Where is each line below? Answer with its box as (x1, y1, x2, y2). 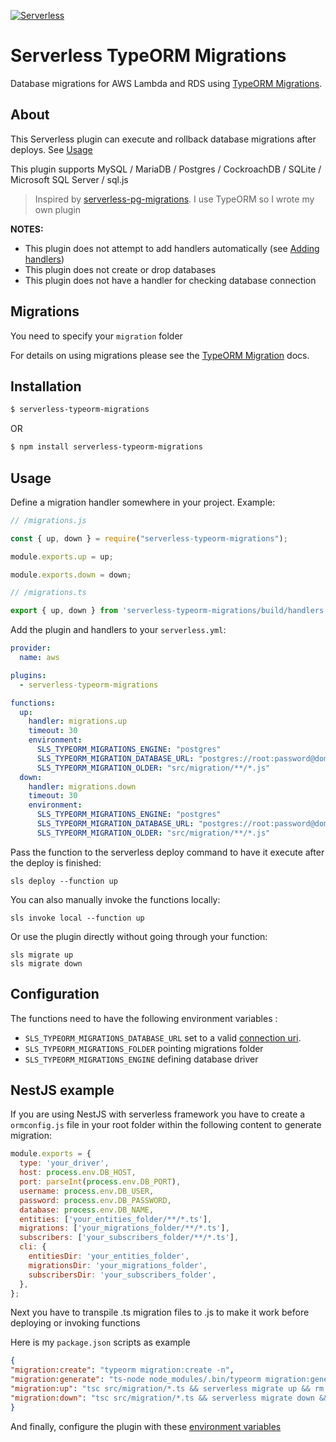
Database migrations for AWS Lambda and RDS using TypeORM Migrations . (10, 77, 323, 89)
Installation (10, 378, 82, 395)
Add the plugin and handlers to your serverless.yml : (10, 624, 227, 636)
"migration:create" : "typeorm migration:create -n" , (10, 1365, 235, 1375)
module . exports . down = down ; (10, 570, 132, 580)
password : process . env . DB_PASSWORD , (19, 1195, 172, 1205)
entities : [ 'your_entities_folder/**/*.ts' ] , (19, 1214, 213, 1224)
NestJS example (10, 1082, 115, 1099)
